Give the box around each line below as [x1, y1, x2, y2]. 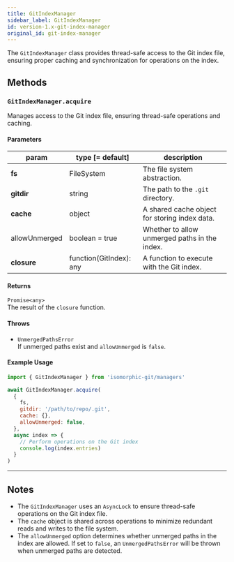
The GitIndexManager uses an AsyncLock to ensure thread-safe [17, 502, 196, 510]
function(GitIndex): [69, 253, 131, 263]
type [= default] [75, 153, 130, 163]
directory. [142, 193, 175, 203]
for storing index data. [142, 214, 214, 223]
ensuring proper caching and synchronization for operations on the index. [7, 57, 219, 65]
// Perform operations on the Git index [19, 438, 139, 445]
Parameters [7, 135, 42, 143]
